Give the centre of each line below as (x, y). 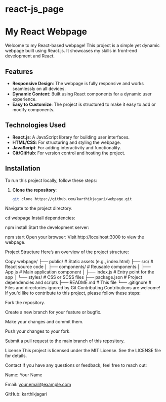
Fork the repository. (25, 303)
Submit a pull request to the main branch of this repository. (65, 341)
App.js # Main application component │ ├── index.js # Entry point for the (80, 272)
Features (19, 71)
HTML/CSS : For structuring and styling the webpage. (66, 142)
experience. (24, 99)
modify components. (33, 109)
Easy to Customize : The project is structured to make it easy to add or (84, 104)
